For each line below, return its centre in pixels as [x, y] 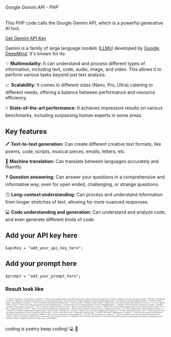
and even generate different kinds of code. [50, 219]
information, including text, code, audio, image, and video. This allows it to [83, 70]
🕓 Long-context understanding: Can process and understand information [84, 195]
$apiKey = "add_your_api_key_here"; [44, 248]
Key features [26, 131]
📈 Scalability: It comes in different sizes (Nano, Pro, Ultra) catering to [79, 85]
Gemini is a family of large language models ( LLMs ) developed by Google [82, 48]
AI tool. [13, 29]
